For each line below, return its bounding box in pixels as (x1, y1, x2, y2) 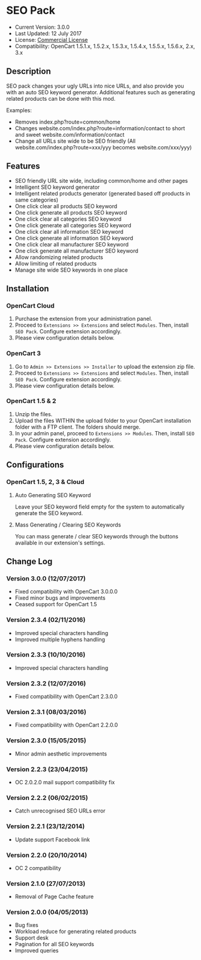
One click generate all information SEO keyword (14, 234, 134, 242)
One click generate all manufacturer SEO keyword (14, 247, 139, 254)
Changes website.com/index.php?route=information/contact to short (14, 124, 185, 132)
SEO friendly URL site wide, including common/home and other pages (14, 177, 188, 184)
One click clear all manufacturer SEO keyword (14, 240, 129, 248)
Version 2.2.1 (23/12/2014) (6, 822, 85, 830)
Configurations (6, 460, 64, 470)
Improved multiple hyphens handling (14, 636, 106, 643)
